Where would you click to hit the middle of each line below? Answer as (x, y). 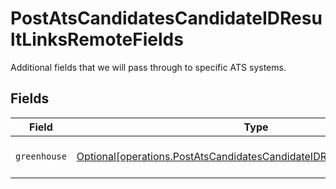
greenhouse (41, 156)
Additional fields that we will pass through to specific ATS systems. (148, 67)
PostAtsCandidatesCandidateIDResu (166, 18)
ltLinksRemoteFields (97, 39)
